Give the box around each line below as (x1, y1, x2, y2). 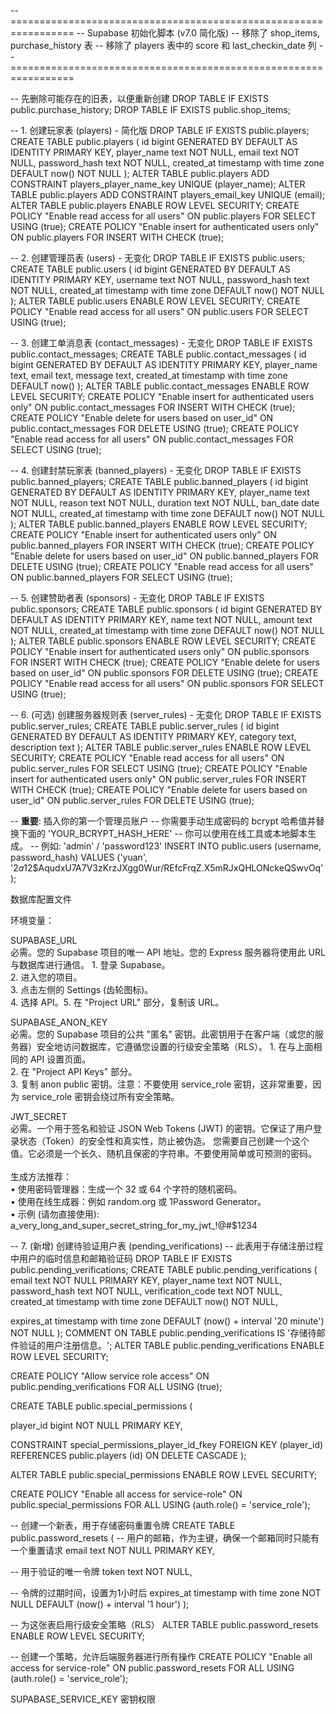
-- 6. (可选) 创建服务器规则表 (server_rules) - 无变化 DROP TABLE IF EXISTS (10, 709, 322, 720)
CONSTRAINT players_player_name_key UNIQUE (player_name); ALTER (10, 178, 306, 190)
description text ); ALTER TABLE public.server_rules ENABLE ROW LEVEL (10, 741, 312, 753)
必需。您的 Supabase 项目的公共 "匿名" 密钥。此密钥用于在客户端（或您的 (10, 1028, 315, 1040)
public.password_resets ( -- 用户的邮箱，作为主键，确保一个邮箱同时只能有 (10, 1532, 320, 1544)
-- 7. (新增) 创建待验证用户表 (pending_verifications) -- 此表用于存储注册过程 (10, 1240, 324, 1252)
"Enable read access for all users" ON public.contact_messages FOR (10, 433, 294, 445)
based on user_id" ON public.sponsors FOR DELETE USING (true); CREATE (10, 667, 319, 679)
